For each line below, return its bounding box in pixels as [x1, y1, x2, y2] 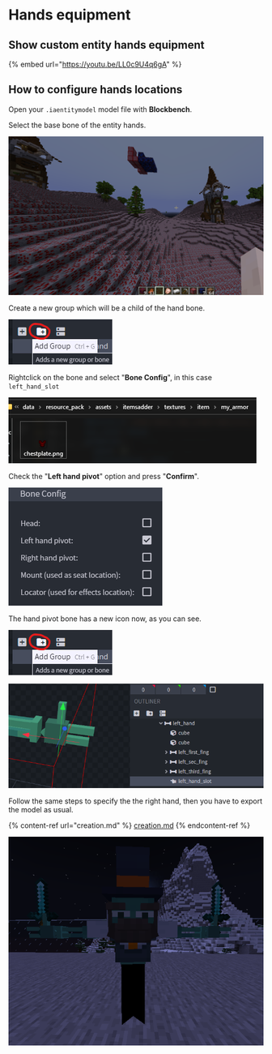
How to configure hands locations [8, 83, 183, 96]
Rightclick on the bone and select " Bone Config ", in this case [8, 373, 213, 383]
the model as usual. [8, 804, 74, 814]
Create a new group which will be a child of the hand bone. [8, 303, 205, 313]
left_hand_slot [8, 383, 60, 391]
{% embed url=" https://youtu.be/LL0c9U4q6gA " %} [8, 59, 182, 69]
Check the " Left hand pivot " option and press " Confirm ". [8, 472, 200, 482]
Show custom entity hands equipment [8, 38, 205, 52]
